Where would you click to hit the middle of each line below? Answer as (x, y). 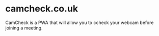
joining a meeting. (24, 27)
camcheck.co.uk (42, 9)
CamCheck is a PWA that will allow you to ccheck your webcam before (79, 22)
